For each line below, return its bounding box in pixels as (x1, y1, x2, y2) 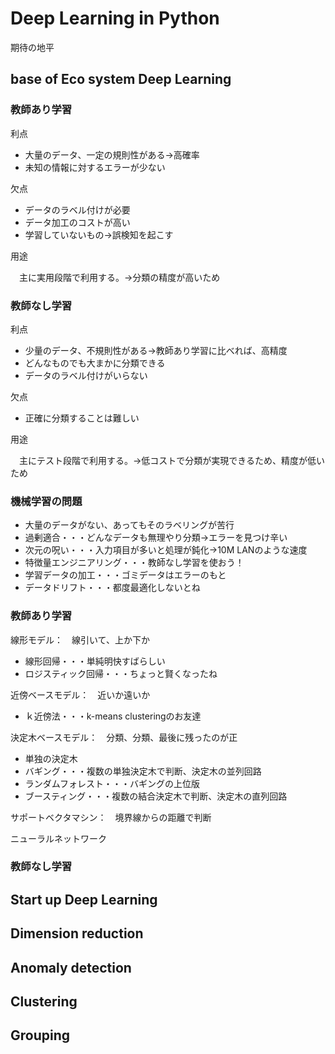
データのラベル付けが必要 (24, 203, 131, 216)
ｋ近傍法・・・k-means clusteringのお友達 (24, 710, 202, 722)
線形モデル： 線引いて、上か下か (10, 633, 150, 646)
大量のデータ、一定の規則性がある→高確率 (24, 148, 200, 161)
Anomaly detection (10, 959, 132, 976)
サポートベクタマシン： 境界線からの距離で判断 (10, 811, 212, 823)
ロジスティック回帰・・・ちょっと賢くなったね (24, 667, 218, 679)
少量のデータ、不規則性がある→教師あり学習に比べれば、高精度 (24, 344, 288, 356)
